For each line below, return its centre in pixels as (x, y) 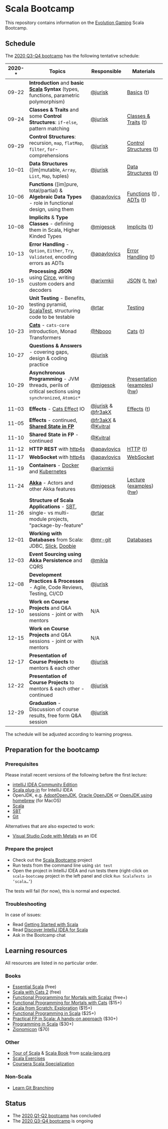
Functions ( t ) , (143, 193)
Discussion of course (54, 709)
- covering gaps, (49, 352)
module (38, 519)
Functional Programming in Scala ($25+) (54, 1013)
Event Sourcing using (55, 554)
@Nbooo (101, 331)
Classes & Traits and (54, 110)
